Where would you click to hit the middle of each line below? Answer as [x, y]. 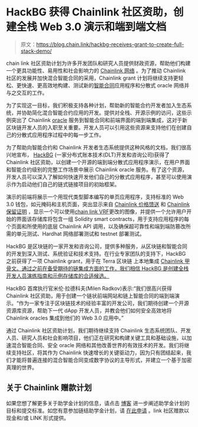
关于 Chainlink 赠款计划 [49, 388]
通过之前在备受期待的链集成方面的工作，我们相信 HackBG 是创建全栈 [105, 268]
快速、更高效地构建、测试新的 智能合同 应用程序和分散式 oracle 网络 [103, 85]
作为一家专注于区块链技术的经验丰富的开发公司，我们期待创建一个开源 [104, 303]
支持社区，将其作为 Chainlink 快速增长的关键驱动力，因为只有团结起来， [99, 353]
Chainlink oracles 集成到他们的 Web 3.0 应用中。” [65, 318]
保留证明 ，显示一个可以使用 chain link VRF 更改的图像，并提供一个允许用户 [96, 211]
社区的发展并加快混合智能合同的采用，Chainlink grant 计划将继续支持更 [92, 78]
